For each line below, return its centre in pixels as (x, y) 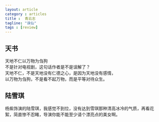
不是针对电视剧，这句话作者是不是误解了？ (48, 67)
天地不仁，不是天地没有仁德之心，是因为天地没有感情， (60, 73)
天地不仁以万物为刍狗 (26, 61)
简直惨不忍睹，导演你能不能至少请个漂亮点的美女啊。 (67, 114)
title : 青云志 (20, 18)
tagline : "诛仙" (21, 23)
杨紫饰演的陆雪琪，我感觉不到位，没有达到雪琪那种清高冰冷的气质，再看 (77, 108)
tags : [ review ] (21, 28)
